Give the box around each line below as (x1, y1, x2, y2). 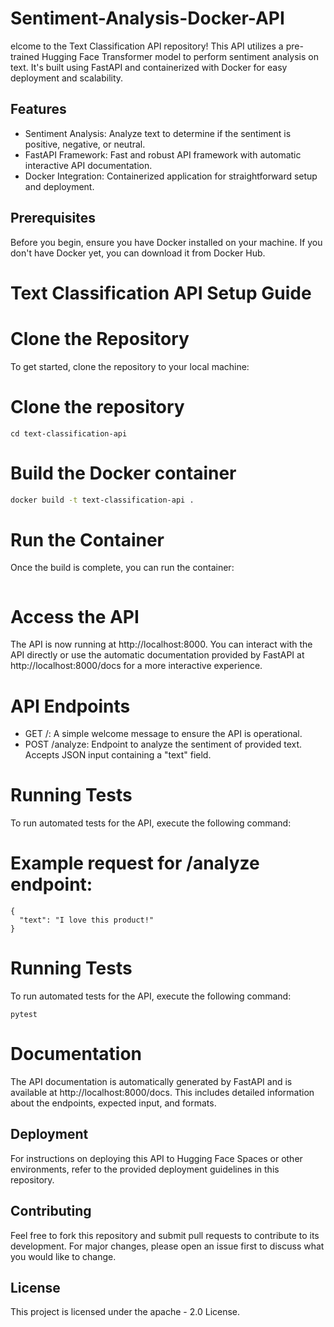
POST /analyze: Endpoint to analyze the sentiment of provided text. (24, 738, 303, 751)
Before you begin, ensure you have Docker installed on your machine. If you (10, 236, 323, 248)
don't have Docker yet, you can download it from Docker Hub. (10, 247, 266, 259)
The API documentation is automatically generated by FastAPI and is (10, 1076, 293, 1087)
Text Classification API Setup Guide (10, 282, 312, 304)
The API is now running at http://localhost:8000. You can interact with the (10, 638, 313, 651)
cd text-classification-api (10, 428, 128, 439)
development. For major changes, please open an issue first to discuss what (10, 1240, 325, 1252)
